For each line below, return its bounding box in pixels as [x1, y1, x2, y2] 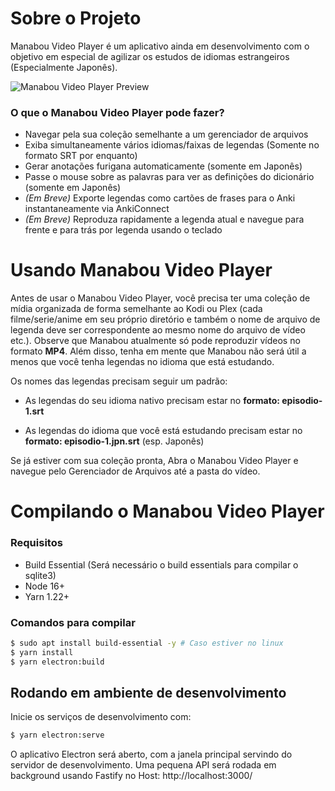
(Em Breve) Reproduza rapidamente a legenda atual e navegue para [24, 213, 305, 226]
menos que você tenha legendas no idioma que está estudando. [10, 356, 275, 368]
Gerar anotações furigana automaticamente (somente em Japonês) [24, 160, 303, 172]
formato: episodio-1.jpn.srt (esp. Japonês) [24, 435, 205, 447]
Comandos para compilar [10, 615, 136, 629]
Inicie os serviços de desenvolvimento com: [10, 711, 192, 723]
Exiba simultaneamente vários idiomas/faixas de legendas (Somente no [24, 139, 320, 151]
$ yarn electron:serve [10, 730, 105, 741]
